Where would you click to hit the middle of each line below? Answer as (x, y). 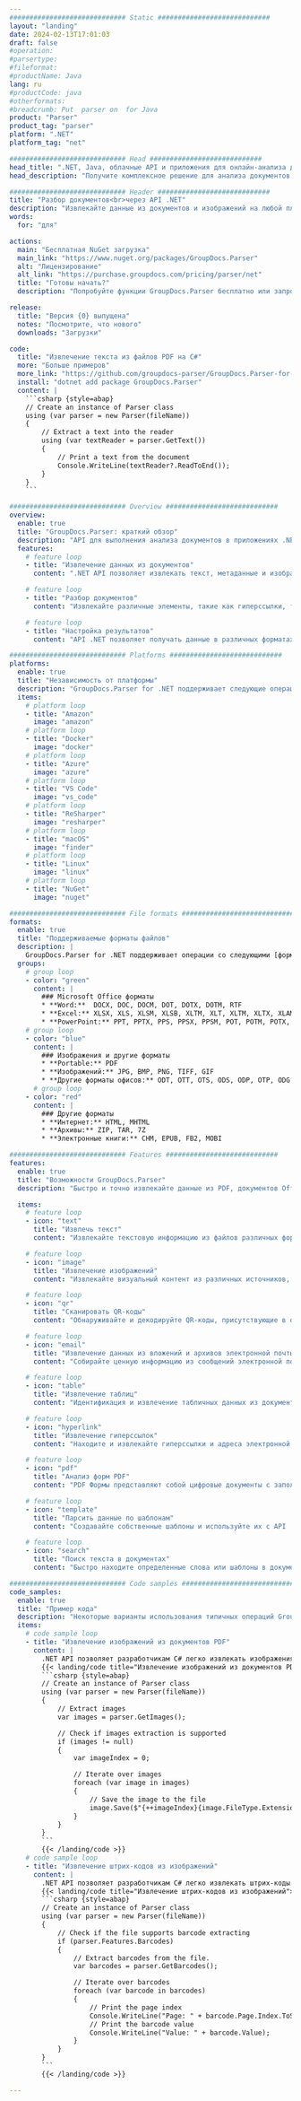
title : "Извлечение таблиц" (86, 1395)
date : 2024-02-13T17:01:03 (60, 34)
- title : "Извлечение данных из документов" (110, 565)
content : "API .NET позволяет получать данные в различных (145, 639)
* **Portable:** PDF (80, 1064)
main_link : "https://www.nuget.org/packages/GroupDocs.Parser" (138, 258)
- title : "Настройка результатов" (90, 631)
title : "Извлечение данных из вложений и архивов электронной (151, 1353)
